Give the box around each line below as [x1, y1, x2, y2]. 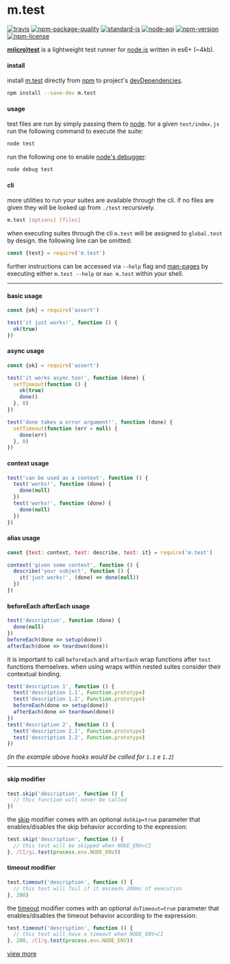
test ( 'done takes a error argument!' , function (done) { [7, 418, 173, 426]
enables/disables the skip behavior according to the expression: [7, 823, 188, 831]
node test [7, 140, 36, 148]
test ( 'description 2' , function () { [7, 721, 115, 728]
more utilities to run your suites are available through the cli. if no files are [7, 196, 214, 205]
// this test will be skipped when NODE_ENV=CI [13, 842, 152, 849]
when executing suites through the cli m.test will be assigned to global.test [7, 229, 222, 238]
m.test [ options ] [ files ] [7, 217, 81, 224]
